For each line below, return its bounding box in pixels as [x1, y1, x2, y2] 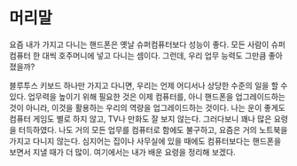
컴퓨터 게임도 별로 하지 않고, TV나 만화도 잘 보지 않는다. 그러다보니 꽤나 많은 [9, 113, 272, 124]
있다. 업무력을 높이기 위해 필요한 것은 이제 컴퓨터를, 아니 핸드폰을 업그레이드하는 [9, 91, 286, 102]
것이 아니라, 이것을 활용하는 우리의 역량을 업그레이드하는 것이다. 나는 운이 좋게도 [9, 102, 286, 113]
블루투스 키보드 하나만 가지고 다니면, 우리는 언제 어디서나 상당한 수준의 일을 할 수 [9, 80, 288, 91]
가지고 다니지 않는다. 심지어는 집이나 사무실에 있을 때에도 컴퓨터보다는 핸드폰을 [9, 135, 282, 146]
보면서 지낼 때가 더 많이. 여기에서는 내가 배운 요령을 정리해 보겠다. [9, 146, 237, 157]
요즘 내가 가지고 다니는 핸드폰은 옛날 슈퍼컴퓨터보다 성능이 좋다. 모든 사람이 [9, 39, 270, 50]
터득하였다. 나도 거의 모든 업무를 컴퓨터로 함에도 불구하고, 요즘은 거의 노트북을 [18, 124, 288, 135]
